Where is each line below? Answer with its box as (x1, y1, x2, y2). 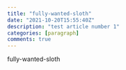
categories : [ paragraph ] (7, 29, 79, 37)
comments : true (7, 36, 52, 43)
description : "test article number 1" (7, 23, 120, 30)
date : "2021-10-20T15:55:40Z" (7, 17, 95, 24)
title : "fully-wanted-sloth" (7, 10, 92, 17)
